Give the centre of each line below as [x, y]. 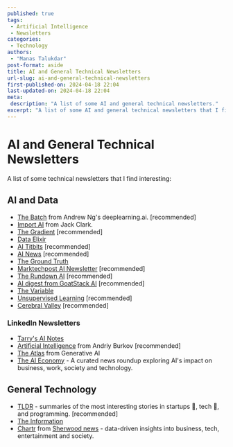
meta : [15, 98]
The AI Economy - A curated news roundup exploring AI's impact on [115, 360]
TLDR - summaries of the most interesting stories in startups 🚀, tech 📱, [118, 406]
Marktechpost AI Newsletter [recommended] [81, 268]
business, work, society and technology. [75, 367]
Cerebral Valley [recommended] [63, 305]
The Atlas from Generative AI [59, 353]
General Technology [52, 390]
